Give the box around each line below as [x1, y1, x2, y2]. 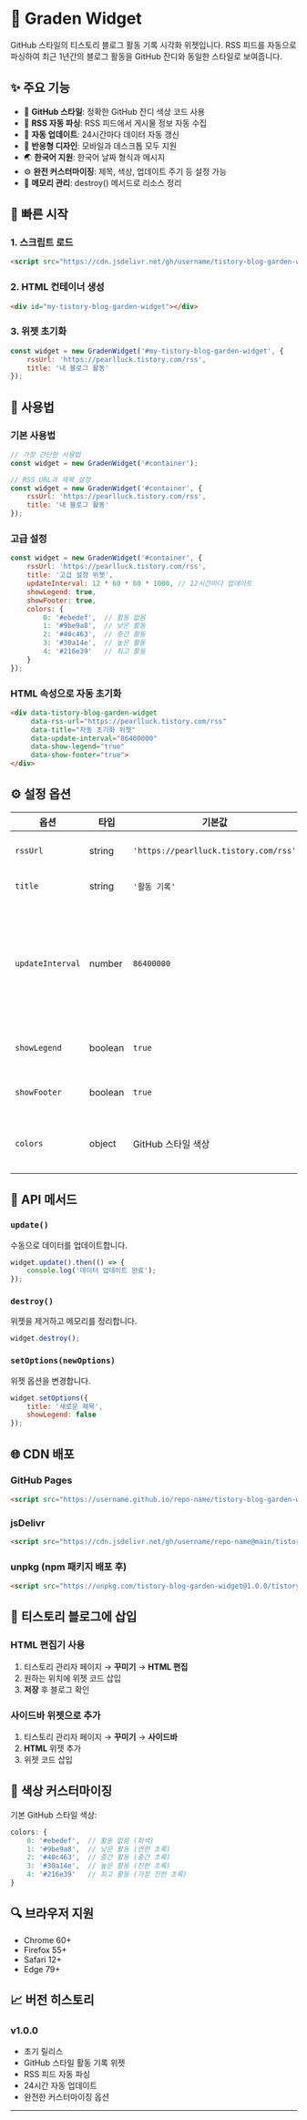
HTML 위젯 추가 [23, 1743, 81, 1754]
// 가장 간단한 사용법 [10, 450, 81, 459]
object [88, 1137, 117, 1149]
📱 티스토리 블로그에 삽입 [10, 1609, 138, 1625]
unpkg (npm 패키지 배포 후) [10, 1560, 127, 1573]
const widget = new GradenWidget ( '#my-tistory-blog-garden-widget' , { [10, 346, 284, 355]
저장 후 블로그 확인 [23, 1683, 90, 1694]
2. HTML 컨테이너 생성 [10, 281, 105, 293]
